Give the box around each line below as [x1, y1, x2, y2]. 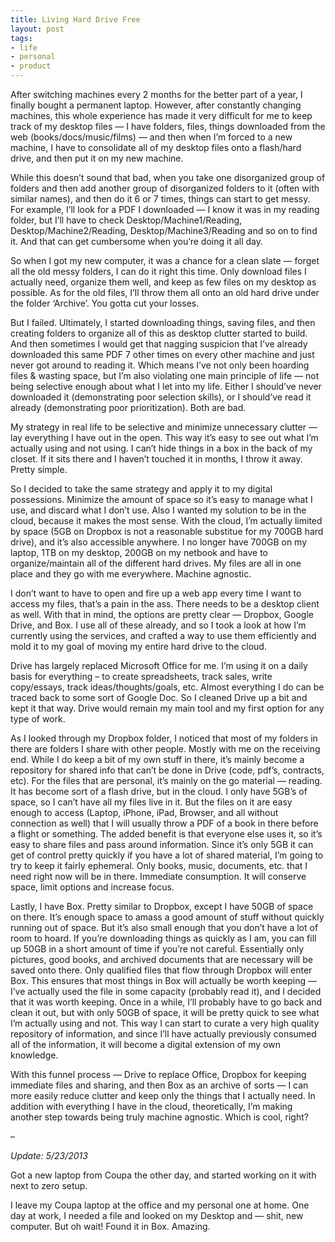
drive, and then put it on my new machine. [10, 152, 184, 164]
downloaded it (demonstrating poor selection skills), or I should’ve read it [10, 391, 312, 403]
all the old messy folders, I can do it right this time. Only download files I [10, 266, 307, 277]
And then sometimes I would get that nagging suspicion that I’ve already [10, 338, 308, 350]
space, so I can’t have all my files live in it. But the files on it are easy [10, 796, 293, 808]
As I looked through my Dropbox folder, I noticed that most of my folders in [10, 732, 318, 744]
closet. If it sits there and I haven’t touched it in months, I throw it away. [10, 453, 303, 465]
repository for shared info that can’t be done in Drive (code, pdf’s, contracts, [10, 764, 325, 776]
